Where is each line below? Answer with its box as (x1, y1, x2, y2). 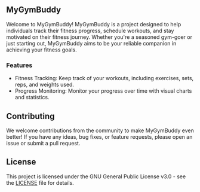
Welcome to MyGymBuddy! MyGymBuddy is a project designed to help (6, 20, 181, 28)
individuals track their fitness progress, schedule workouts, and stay (6, 27, 174, 34)
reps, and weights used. (14, 81, 75, 89)
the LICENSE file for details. (6, 179, 75, 186)
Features (6, 61, 33, 69)
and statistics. (14, 94, 50, 101)
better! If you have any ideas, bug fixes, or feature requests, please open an (6, 133, 193, 140)
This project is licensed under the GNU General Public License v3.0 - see (6, 173, 186, 180)
